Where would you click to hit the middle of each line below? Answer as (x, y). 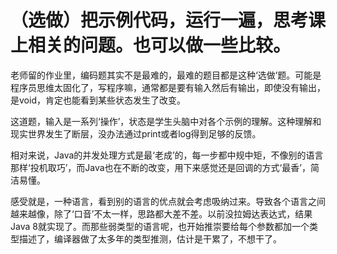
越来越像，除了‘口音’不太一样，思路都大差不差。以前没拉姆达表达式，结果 (161, 213)
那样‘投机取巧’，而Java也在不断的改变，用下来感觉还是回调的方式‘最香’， (160, 167)
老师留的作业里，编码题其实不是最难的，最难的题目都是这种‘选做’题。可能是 (166, 75)
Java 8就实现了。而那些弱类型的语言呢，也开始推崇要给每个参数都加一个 (160, 226)
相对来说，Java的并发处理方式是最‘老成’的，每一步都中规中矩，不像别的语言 (167, 155)
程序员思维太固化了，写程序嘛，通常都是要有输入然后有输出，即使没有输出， (168, 87)
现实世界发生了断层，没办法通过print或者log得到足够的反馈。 (136, 133)
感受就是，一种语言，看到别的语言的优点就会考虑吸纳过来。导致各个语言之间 (168, 201)
